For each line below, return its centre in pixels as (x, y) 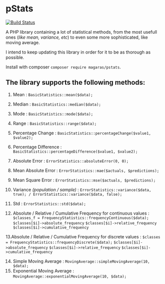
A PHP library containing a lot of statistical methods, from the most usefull (81, 32)
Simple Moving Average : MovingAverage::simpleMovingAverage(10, (81, 261)
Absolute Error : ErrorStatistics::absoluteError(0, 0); (71, 161)
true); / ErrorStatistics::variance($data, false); (67, 194)
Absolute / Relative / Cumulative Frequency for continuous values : (81, 213)
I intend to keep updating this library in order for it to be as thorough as (78, 52)
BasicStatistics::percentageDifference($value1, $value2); (75, 152)
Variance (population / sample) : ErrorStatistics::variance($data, (82, 189)
